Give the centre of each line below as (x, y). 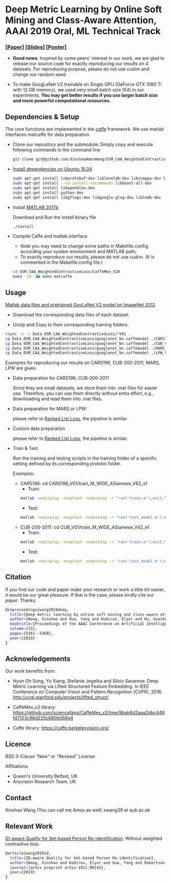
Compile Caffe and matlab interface (50, 236)
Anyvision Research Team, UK (44, 782)
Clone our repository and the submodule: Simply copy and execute (83, 145)
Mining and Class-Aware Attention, (81, 20)
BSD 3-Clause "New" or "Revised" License (50, 756)
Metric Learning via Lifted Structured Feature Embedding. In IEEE (81, 687)
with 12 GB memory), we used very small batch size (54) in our (78, 90)
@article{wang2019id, (28, 853)
